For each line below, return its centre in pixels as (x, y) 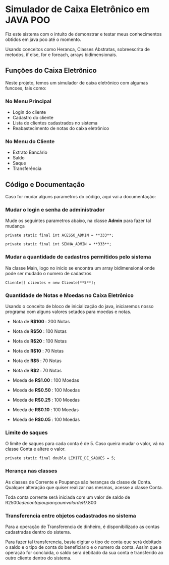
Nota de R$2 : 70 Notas (37, 371)
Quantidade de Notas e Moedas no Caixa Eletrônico (69, 295)
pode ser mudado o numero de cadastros (48, 273)
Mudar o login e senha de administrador (55, 210)
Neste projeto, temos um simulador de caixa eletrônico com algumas (77, 82)
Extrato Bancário (30, 152)
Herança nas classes (31, 471)
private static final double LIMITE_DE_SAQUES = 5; (61, 458)
